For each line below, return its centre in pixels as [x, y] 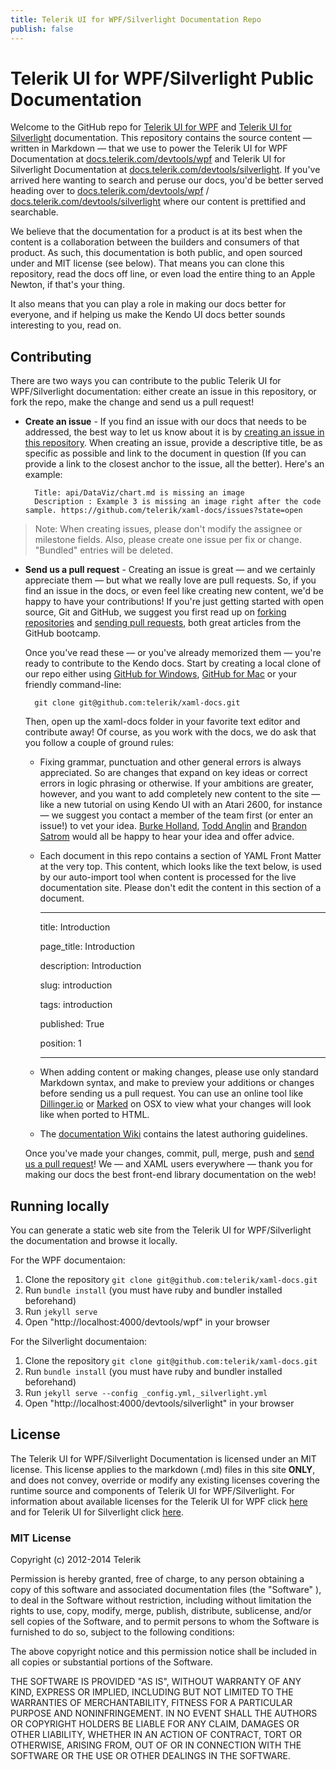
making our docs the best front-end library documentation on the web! [170, 1175]
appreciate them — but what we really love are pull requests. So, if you [170, 580]
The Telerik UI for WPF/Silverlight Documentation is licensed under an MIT [163, 1458]
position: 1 [60, 1043]
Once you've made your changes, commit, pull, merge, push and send [169, 1153]
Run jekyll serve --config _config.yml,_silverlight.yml [146, 1393]
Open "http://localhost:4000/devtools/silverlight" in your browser [159, 1403]
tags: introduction [76, 1005]
